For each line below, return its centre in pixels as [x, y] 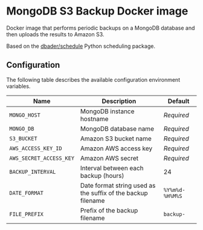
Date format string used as [118, 185]
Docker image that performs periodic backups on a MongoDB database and [101, 28]
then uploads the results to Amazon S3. [55, 34]
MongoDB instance [107, 111]
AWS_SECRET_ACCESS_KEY [42, 158]
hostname [94, 119]
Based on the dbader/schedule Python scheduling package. [81, 46]
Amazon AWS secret [109, 158]
